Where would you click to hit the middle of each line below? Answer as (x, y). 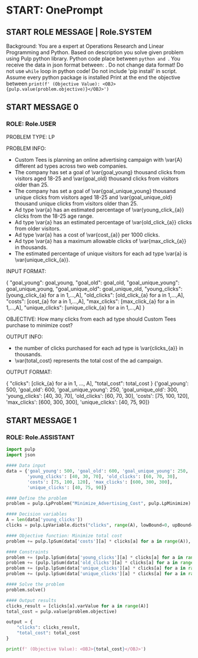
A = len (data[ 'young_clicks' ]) (44, 520)
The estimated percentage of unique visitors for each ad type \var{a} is (101, 253)
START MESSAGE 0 (42, 107)
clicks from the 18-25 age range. (54, 216)
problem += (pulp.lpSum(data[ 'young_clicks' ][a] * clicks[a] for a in (95, 557)
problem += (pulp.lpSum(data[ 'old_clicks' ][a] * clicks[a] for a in (92, 563)
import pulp (21, 450)
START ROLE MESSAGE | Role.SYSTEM (79, 32)
